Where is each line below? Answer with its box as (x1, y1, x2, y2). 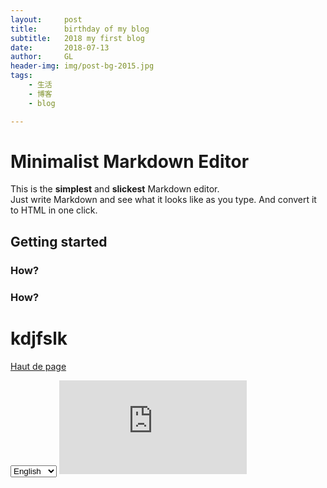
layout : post (10, 14, 83, 25)
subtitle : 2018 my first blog (10, 33, 145, 43)
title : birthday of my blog (10, 24, 150, 34)
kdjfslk (10, 327, 68, 350)
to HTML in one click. (10, 204, 98, 216)
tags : (10, 71, 33, 81)
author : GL (10, 52, 74, 62)
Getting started (10, 233, 108, 250)
